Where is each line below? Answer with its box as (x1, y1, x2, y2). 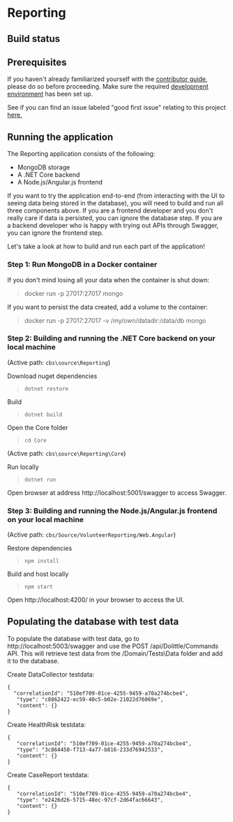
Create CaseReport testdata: (7, 770, 89, 779)
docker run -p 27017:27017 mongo (24, 289, 123, 298)
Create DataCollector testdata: (7, 670, 95, 679)
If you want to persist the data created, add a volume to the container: (7, 303, 208, 311)
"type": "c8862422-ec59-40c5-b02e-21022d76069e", (16, 695, 164, 703)
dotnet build (24, 411, 63, 418)
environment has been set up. (7, 89, 93, 99)
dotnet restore (24, 385, 69, 392)
